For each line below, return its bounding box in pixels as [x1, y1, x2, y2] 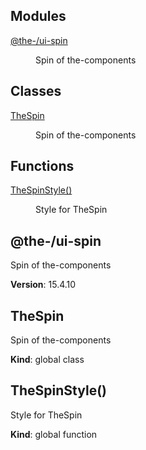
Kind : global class [10, 354, 85, 366]
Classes [10, 83, 62, 100]
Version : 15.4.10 [10, 279, 77, 291]
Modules [10, 8, 67, 25]
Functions [10, 158, 75, 175]
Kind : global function [10, 428, 98, 440]
